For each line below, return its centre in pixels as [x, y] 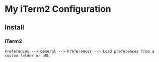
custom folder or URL [27, 56]
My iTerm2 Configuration [58, 9]
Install [14, 27]
